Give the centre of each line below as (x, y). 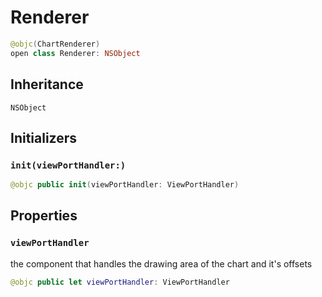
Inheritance (47, 84)
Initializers (44, 137)
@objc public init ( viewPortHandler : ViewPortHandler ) (125, 185)
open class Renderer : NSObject (75, 53)
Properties (44, 216)
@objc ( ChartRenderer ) (55, 44)
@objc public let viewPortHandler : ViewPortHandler (120, 282)
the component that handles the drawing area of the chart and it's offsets (161, 263)
